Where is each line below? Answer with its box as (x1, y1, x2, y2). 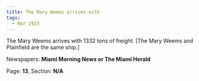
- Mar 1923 (12, 20, 40, 26)
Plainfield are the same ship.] (6, 44, 80, 51)
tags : (6, 15, 20, 21)
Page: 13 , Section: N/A (6, 67, 64, 75)
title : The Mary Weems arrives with (6, 9, 100, 15)
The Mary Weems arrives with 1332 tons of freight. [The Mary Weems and (6, 37, 193, 45)
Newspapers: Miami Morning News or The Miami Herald (6, 56, 151, 63)
